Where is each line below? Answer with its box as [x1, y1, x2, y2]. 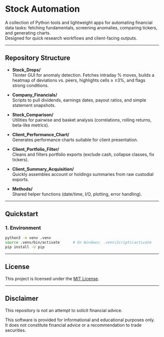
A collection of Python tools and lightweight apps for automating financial [5, 20, 153, 25]
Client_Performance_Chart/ [12, 131, 70, 137]
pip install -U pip [5, 245, 45, 250]
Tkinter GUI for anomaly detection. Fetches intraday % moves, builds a [12, 72, 155, 78]
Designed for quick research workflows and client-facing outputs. [5, 35, 138, 41]
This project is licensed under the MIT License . [5, 275, 100, 281]
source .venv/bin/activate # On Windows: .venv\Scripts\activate [5, 240, 152, 245]
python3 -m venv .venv [5, 235, 51, 240]
